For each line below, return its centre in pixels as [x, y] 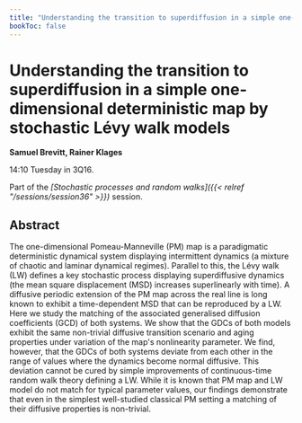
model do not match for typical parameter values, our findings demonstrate [149, 390]
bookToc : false [38, 26]
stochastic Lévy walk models [120, 128]
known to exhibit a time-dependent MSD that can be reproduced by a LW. [146, 304]
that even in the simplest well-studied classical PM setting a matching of [143, 400]
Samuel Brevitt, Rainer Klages [66, 153]
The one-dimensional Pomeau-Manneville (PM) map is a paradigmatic [139, 247]
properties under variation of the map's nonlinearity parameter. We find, [142, 342]
